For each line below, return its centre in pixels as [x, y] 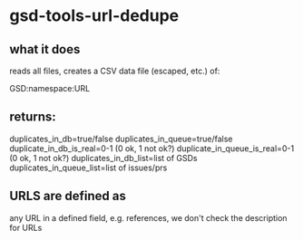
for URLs [26, 227]
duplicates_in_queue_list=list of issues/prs [88, 168]
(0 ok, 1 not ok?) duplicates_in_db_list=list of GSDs [103, 158]
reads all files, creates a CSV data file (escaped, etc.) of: [115, 71]
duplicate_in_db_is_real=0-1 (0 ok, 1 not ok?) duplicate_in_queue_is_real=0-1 [152, 148]
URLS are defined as [68, 196]
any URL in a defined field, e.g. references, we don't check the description [148, 217]
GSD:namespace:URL [50, 88]
